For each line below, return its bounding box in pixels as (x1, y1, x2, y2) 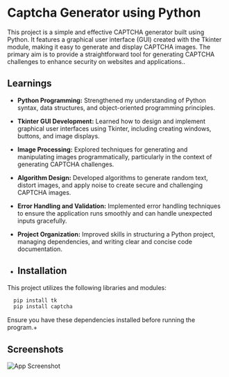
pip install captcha (13, 303, 73, 310)
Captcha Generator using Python (7, 5, 201, 21)
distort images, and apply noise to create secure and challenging (17, 181, 203, 189)
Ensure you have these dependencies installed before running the (7, 316, 196, 324)
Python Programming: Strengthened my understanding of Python (17, 96, 207, 104)
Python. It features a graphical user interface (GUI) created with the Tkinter (7, 35, 222, 43)
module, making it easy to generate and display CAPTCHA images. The (7, 42, 210, 51)
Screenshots (7, 343, 64, 355)
